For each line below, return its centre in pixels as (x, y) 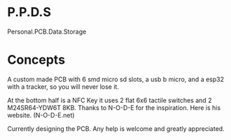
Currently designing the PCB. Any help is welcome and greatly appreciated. (116, 128)
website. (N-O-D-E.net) (41, 115)
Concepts (36, 60)
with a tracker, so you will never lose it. (63, 86)
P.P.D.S (29, 12)
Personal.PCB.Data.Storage (47, 31)
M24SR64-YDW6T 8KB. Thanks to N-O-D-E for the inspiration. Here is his (114, 107)
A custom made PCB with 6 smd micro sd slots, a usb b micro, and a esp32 (115, 79)
